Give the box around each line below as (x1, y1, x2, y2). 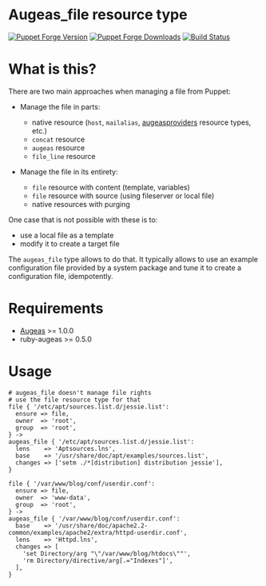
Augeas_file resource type (8, 6, 188, 24)
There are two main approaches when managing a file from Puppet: (8, 86, 231, 96)
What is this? (8, 60, 97, 78)
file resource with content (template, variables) (31, 182, 190, 192)
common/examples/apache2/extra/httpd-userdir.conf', (8, 528, 188, 536)
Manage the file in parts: (19, 102, 101, 111)
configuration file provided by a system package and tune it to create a (8, 262, 242, 273)
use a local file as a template (19, 230, 114, 240)
